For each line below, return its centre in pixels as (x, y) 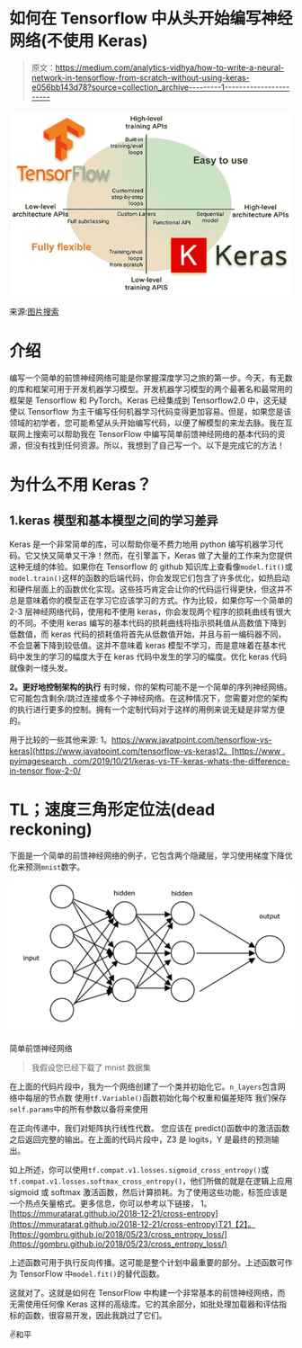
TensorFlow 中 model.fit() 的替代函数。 (92, 1274)
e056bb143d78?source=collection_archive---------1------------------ (160, 87)
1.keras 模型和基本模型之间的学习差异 (114, 521)
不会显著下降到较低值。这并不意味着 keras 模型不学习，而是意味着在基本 (144, 645)
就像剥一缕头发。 (41, 667)
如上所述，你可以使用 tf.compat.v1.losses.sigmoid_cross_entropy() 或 (139, 1170)
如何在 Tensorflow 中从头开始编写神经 (151, 18)
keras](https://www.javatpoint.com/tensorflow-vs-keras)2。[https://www (145, 751)
